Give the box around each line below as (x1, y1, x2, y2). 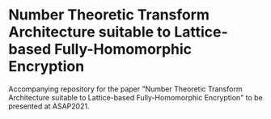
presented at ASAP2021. (8, 101, 90, 111)
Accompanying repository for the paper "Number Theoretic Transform (8, 83, 243, 94)
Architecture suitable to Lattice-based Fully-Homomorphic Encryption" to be (8, 92, 263, 102)
